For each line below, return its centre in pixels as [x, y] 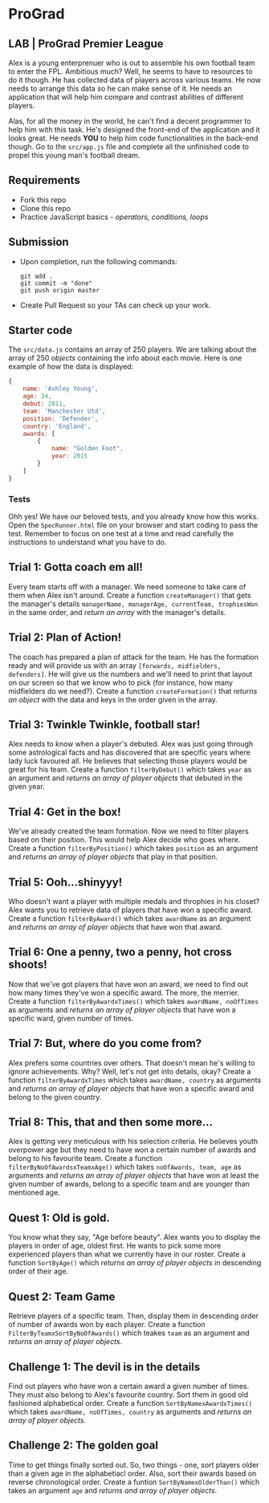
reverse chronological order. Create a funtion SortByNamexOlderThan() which [134, 1481]
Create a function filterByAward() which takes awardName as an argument [130, 918]
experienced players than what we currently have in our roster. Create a [127, 1254]
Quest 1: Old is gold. [59, 1218]
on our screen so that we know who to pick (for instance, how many [120, 682]
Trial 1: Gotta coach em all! [75, 567]
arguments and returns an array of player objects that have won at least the [134, 1175]
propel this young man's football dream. [74, 155]
